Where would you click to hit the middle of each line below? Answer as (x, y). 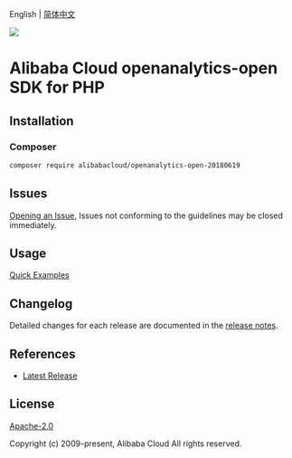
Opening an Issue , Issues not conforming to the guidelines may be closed (146, 215)
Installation (42, 121)
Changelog (41, 304)
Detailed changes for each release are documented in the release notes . (144, 326)
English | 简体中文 (42, 14)
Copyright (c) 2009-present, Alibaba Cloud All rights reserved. (126, 444)
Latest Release (50, 376)
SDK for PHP (57, 87)
